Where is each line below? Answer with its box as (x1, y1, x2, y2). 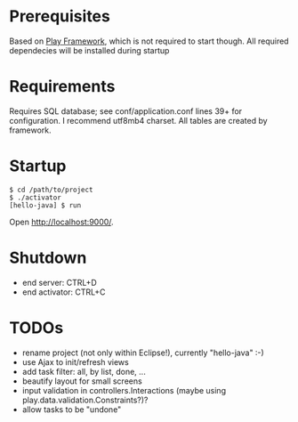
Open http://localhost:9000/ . (9, 216, 114, 227)
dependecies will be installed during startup (9, 45, 170, 55)
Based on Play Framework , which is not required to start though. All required (9, 36, 289, 46)
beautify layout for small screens (21, 376, 142, 386)
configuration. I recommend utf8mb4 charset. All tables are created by (9, 115, 269, 126)
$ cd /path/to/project (9, 185, 93, 194)
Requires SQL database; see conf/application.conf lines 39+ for (9, 105, 243, 117)
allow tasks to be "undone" (21, 403, 122, 415)
